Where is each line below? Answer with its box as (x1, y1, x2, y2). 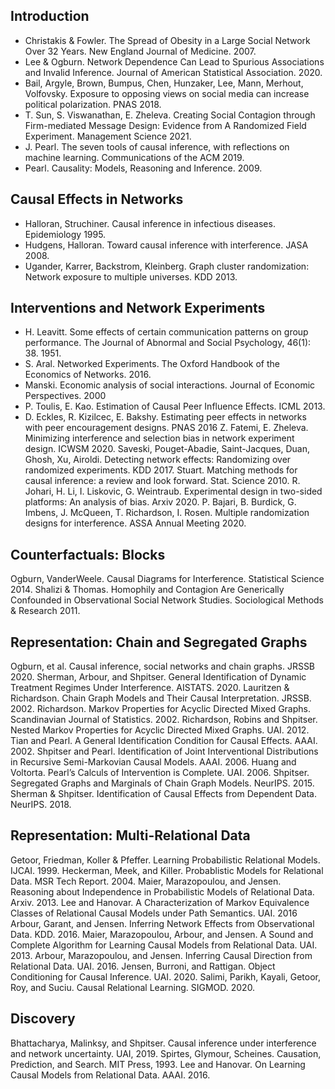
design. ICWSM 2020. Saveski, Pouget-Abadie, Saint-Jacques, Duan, (24, 443, 310, 455)
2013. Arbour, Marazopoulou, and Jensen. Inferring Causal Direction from (10, 949, 313, 961)
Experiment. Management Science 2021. (24, 130, 192, 142)
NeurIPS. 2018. (10, 799, 72, 811)
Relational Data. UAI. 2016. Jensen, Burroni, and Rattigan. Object (10, 960, 276, 972)
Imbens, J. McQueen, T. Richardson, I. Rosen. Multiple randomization (24, 507, 310, 519)
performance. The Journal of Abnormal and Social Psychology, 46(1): (24, 337, 312, 349)
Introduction (10, 8, 90, 25)
